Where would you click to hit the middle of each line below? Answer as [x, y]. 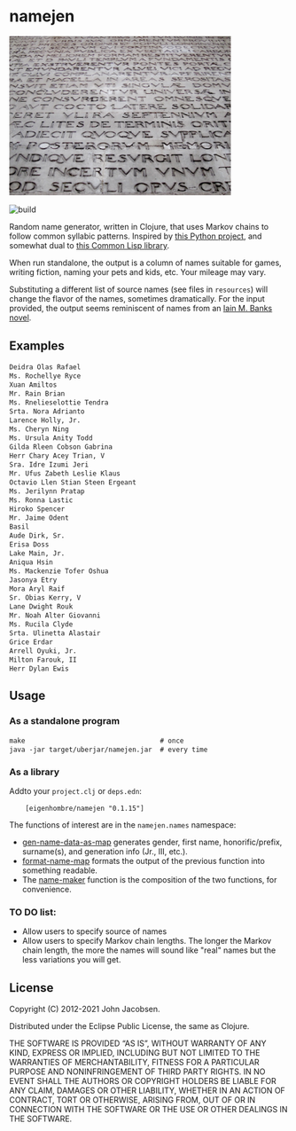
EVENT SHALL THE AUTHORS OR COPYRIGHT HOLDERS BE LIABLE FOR [143, 1081]
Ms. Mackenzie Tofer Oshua [59, 571]
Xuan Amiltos [33, 385]
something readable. [59, 870]
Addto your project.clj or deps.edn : [75, 791]
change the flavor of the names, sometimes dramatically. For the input [137, 299]
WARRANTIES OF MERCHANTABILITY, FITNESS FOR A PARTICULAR [134, 1063]
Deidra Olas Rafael [45, 367]
